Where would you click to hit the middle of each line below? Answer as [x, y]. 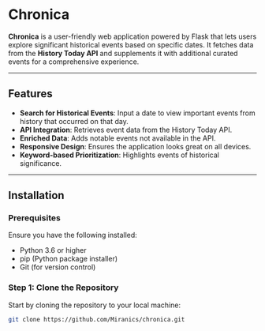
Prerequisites [34, 218]
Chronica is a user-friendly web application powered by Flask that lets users [132, 36]
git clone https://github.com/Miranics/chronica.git [97, 319]
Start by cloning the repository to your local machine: [95, 305]
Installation [36, 196]
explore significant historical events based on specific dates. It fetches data [131, 44]
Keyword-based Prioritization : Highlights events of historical [119, 155]
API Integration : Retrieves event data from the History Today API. [126, 130]
